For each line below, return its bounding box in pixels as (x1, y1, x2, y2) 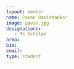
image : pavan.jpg (6, 20, 50, 26)
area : (6, 37, 20, 43)
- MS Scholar (14, 31, 47, 37)
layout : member (6, 8, 44, 15)
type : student (6, 53, 42, 59)
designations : (6, 25, 42, 32)
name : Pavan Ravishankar (6, 14, 68, 20)
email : (6, 48, 23, 54)
